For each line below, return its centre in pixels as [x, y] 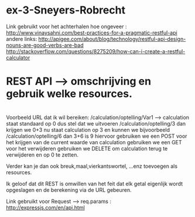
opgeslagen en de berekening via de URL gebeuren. [69, 190]
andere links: [22, 39]
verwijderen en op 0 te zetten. [42, 155]
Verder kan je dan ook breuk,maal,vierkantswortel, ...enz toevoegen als [92, 166]
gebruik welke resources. [69, 94]
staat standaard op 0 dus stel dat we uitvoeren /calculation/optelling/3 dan [96, 124]
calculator [18, 57]
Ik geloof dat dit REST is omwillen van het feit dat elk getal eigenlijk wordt [95, 184]
